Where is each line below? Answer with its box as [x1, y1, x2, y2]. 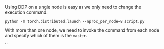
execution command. [5, 9, 48, 15]
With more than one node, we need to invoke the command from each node [5, 27, 160, 33]
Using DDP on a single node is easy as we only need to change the [5, 4, 142, 10]
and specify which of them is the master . [5, 33, 87, 38]
